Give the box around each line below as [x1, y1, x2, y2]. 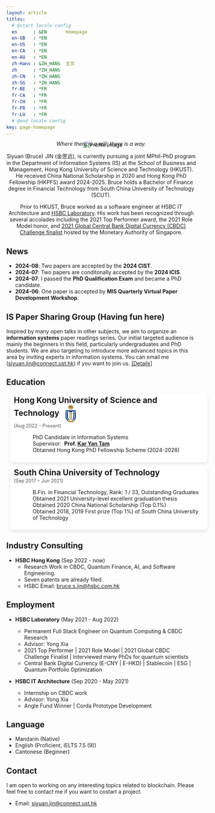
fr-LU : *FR [11, 111, 47, 118]
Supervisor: [33, 440, 61, 447]
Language [6, 719, 45, 729]
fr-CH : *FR [11, 99, 47, 105]
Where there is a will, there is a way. [56, 140, 146, 148]
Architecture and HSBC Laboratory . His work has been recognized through [8, 210, 194, 217]
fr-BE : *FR [11, 86, 47, 92]
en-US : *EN [11, 42, 47, 48]
